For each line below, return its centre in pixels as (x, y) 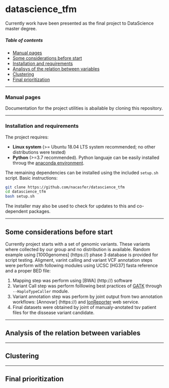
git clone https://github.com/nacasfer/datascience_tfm (65, 187)
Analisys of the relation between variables (56, 68)
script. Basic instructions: (31, 178)
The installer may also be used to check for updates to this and (70, 206)
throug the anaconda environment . (48, 163)
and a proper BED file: (28, 271)
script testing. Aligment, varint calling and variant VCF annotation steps (79, 260)
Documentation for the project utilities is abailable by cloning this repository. (84, 108)
